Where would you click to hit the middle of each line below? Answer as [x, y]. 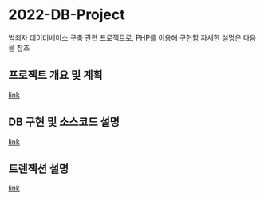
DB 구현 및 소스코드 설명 [64, 122]
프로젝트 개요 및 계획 [55, 75]
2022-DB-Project [67, 15]
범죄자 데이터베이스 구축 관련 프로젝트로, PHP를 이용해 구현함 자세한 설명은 [125, 37]
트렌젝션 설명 [39, 169]
